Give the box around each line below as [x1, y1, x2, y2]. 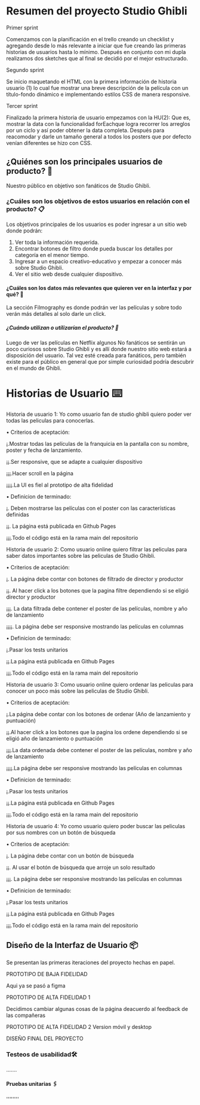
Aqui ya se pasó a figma [6, 982, 66, 989]
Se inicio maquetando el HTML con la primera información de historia [6, 78, 177, 85]
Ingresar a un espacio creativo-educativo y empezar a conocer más [14, 258, 182, 265]
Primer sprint [6, 24, 38, 31]
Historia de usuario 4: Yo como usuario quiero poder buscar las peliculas [6, 823, 186, 830]
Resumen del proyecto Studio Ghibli [6, 4, 187, 18]
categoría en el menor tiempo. [14, 252, 90, 259]
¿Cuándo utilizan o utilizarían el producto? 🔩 [6, 324, 119, 331]
